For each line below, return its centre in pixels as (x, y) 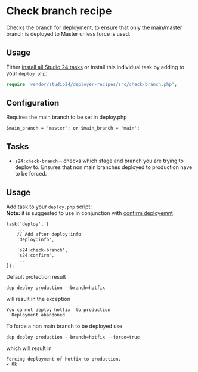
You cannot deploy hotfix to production (58, 310)
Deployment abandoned (38, 315)
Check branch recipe (59, 11)
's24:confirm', (36, 256)
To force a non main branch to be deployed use (64, 326)
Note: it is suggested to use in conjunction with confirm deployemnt (89, 213)
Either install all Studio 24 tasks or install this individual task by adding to (95, 67)
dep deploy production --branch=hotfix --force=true (73, 337)
